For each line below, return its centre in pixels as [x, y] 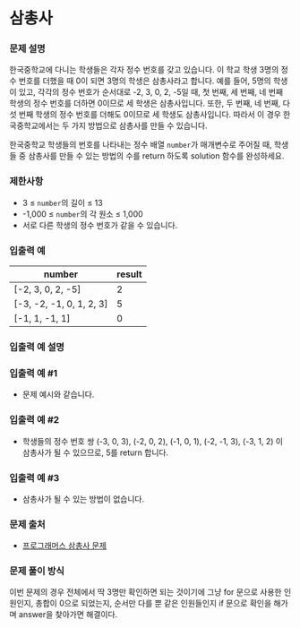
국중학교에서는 [35, 125]
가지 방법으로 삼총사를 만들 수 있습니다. [139, 125]
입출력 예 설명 [37, 347]
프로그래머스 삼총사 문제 [64, 546]
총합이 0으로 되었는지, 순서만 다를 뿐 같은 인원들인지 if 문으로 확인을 [154, 603]
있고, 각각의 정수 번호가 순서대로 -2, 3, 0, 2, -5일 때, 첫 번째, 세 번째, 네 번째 [151, 92]
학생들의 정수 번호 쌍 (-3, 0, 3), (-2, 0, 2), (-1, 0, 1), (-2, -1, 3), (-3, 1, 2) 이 [153, 441]
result [129, 274]
